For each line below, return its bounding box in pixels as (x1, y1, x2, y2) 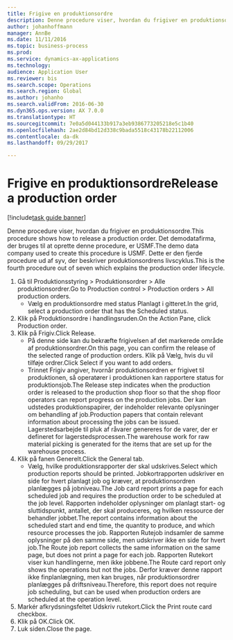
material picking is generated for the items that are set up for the (27, 440, 212, 449)
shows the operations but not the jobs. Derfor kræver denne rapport (27, 566, 223, 574)
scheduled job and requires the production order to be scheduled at (27, 492, 222, 500)
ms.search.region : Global (7, 88, 82, 95)
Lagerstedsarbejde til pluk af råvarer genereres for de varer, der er (27, 425, 218, 433)
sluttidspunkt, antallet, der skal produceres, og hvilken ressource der (27, 506, 224, 515)
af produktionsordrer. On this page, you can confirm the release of (27, 344, 216, 352)
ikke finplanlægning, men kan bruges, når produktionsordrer (27, 573, 200, 582)
